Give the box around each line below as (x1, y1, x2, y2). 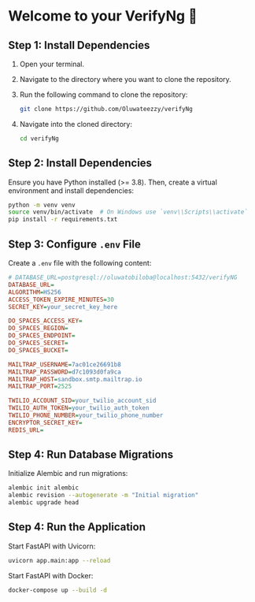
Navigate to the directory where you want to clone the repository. (19, 75, 232, 84)
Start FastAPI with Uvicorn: (8, 541, 96, 551)
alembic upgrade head (8, 499, 79, 507)
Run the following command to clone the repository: (19, 90, 188, 99)
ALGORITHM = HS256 (8, 288, 61, 296)
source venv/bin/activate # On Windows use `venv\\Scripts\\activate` (8, 208, 248, 216)
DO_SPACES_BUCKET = (8, 346, 68, 354)
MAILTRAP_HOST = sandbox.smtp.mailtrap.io (8, 375, 143, 383)
